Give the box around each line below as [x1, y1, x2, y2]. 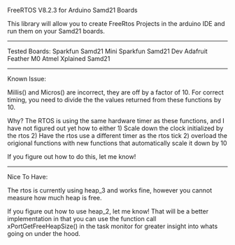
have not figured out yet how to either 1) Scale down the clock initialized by [7, 124, 224, 132]
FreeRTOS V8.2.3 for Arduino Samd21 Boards [7, 6, 138, 14]
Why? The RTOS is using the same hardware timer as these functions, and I [7, 117, 225, 125]
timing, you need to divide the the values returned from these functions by [7, 96, 222, 104]
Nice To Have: [7, 173, 48, 181]
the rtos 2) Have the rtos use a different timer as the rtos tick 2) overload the [7, 132, 227, 139]
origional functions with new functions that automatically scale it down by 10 [7, 139, 227, 147]
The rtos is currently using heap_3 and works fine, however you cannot [7, 186, 212, 195]
